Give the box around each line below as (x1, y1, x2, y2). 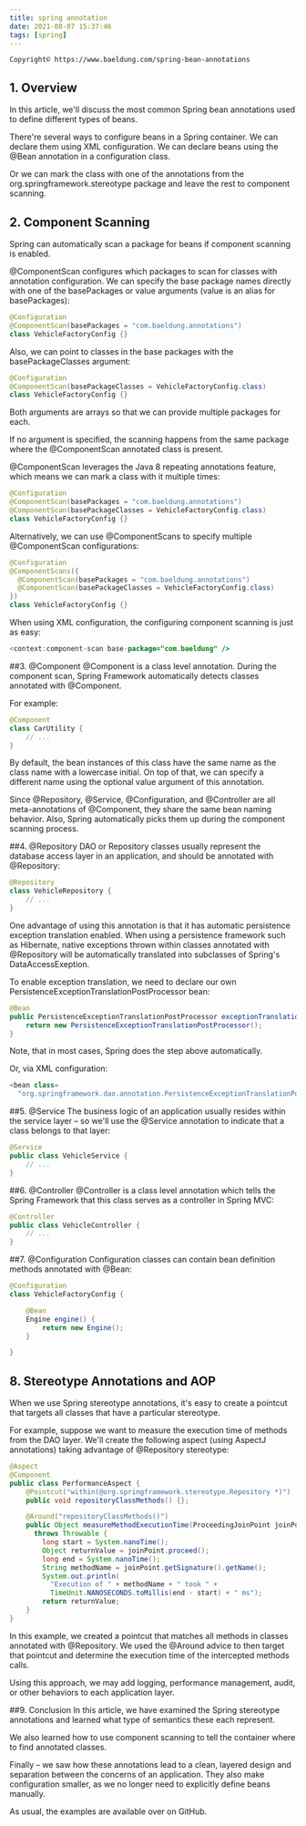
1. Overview (9, 79, 77, 96)
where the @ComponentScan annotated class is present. (9, 444, 224, 455)
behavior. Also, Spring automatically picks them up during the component (9, 813, 285, 825)
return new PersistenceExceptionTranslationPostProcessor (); (25, 1020, 262, 1030)
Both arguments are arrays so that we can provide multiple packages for (9, 407, 280, 418)
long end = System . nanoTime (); (42, 1554, 161, 1563)
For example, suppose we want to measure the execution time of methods (9, 1425, 288, 1436)
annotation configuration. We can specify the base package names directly (9, 275, 291, 286)
